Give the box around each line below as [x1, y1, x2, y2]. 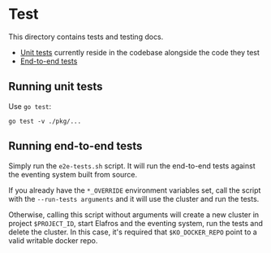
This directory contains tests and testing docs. [8, 32, 164, 41]
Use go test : [8, 101, 52, 111]
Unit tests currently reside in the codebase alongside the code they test [19, 47, 260, 57]
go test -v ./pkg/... [8, 117, 82, 125]
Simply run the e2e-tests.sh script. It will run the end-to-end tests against [8, 160, 256, 171]
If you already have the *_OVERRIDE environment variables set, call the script [8, 185, 261, 195]
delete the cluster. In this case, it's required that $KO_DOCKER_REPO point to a [8, 227, 257, 237]
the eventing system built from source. [8, 169, 138, 179]
